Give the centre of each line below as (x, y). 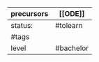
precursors (30, 14)
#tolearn (69, 25)
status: (22, 25)
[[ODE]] (72, 14)
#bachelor (72, 48)
